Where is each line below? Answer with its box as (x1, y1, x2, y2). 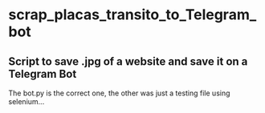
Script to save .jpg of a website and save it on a (8, 54, 248, 68)
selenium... (8, 97, 45, 106)
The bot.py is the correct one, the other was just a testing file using (8, 88, 230, 98)
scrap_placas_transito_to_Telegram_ (8, 6, 257, 24)
